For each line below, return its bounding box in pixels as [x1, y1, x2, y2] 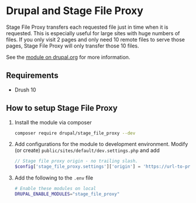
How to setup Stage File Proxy [6, 103, 118, 113]
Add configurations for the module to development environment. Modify [14, 141, 188, 148]
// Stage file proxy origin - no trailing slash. [14, 158, 139, 164]
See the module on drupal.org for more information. [6, 53, 130, 60]
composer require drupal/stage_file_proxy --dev [14, 130, 136, 136]
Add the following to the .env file [14, 174, 94, 181]
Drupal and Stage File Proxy [6, 4, 143, 18]
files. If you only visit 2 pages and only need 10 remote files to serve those [6, 36, 185, 43]
